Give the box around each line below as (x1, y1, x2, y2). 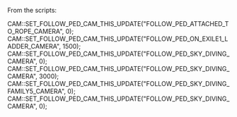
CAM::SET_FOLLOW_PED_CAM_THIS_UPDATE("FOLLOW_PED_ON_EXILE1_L (7, 35, 229, 43)
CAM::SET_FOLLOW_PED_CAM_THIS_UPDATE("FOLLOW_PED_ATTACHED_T (7, 20, 229, 27)
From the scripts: (7, 6, 57, 14)
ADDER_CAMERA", (7, 42, 62, 50)
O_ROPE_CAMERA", (7, 27, 64, 35)
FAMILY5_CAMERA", (7, 87, 66, 95)
